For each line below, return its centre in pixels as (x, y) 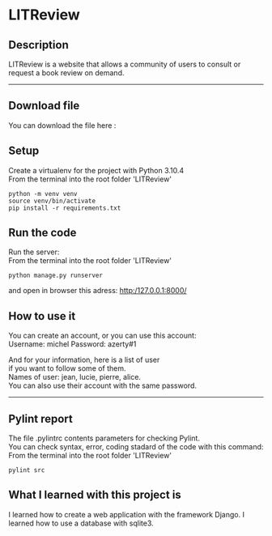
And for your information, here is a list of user (84, 360)
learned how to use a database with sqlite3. (81, 523)
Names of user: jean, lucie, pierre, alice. (75, 377)
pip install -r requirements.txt (65, 208)
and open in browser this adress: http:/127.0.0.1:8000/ (98, 291)
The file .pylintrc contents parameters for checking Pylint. (104, 438)
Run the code (42, 233)
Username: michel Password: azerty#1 (72, 344)
